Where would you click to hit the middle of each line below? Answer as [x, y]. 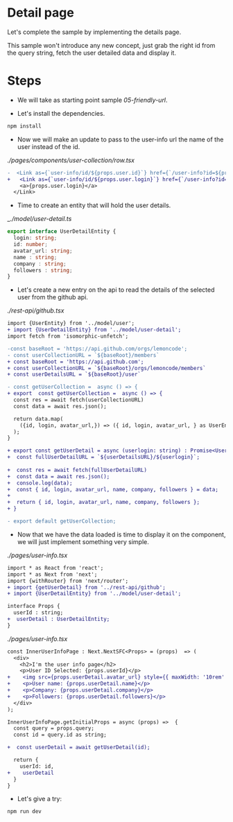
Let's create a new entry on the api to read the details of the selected [116, 290]
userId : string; [38, 613]
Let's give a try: [40, 799]
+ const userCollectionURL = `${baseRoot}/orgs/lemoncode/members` [107, 368]
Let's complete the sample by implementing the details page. [94, 32]
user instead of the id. [49, 146]
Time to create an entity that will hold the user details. [94, 205]
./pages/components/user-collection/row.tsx [71, 160]
